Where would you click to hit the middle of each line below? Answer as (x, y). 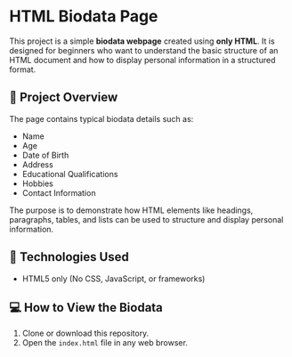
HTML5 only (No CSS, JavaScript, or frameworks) (114, 279)
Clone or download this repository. (85, 333)
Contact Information (59, 192)
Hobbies (37, 183)
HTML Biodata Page (84, 16)
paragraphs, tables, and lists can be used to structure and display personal (146, 219)
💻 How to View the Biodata (86, 308)
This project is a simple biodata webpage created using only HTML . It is (142, 41)
